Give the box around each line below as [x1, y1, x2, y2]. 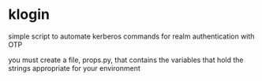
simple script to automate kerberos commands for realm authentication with [8, 31, 255, 41]
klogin [8, 6, 50, 24]
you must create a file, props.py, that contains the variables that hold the [8, 55, 244, 64]
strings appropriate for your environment [8, 63, 140, 72]
